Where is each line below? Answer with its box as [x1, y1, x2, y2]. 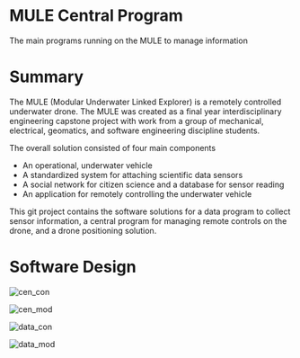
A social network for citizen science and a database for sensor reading [22, 179, 285, 190]
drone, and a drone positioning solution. [9, 225, 157, 236]
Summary [9, 67, 84, 87]
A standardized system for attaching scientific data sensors [22, 169, 243, 180]
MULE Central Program [9, 5, 184, 26]
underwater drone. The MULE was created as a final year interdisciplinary [9, 105, 282, 117]
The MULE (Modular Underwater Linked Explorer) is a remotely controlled [9, 96, 282, 107]
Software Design [9, 257, 137, 277]
